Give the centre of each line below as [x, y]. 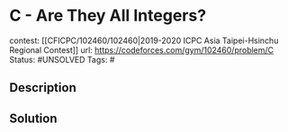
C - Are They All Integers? [108, 16]
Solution [33, 118]
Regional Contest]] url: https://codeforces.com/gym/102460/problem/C [142, 49]
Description [43, 88]
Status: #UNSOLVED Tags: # [62, 59]
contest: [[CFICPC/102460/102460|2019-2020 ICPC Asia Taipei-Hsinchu [144, 40]
